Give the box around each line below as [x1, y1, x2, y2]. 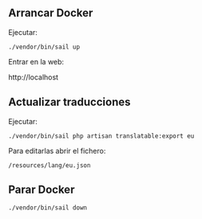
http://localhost [8, 72, 58, 82]
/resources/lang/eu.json [8, 161, 91, 170]
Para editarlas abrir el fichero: [8, 146, 106, 155]
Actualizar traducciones [8, 96, 131, 109]
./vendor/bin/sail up [8, 43, 81, 51]
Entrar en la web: [8, 57, 65, 66]
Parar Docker [8, 183, 75, 197]
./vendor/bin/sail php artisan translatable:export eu [8, 131, 195, 140]
